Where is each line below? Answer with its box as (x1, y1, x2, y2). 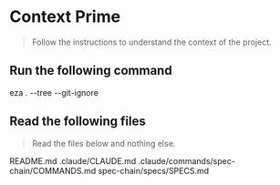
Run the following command (9, 63, 172, 78)
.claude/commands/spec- (138, 155, 235, 166)
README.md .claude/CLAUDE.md (9, 155, 137, 166)
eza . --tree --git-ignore (9, 87, 99, 98)
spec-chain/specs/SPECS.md (98, 165, 210, 176)
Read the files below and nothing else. (31, 138, 176, 149)
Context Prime (9, 6, 121, 27)
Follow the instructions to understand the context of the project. (31, 36, 272, 47)
